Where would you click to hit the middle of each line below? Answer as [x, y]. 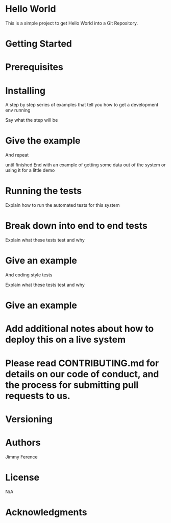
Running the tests [44, 191]
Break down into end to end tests [77, 226]
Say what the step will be [32, 120]
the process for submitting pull [72, 385]
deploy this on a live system [66, 340]
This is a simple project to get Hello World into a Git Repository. [72, 23]
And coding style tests [29, 275]
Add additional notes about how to [80, 329]
